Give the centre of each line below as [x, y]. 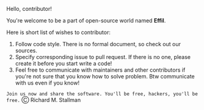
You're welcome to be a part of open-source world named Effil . [86, 20]
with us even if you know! [47, 83]
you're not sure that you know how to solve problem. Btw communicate [105, 76]
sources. [26, 50]
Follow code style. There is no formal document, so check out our [98, 44]
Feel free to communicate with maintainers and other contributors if [100, 70]
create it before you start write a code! [64, 64]
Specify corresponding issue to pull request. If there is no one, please [103, 57]
